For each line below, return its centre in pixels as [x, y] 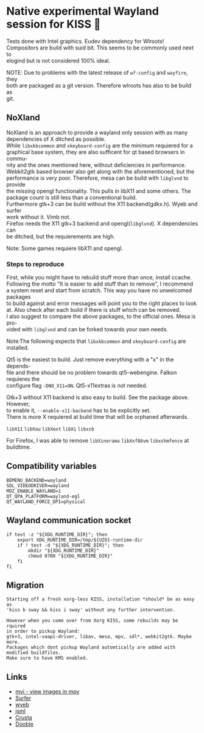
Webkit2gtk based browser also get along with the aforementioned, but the [100, 171]
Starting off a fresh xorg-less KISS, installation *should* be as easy [100, 599]
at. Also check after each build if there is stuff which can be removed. [93, 310]
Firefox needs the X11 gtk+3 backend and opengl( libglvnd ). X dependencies [102, 223]
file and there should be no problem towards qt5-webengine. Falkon [92, 373]
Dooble [24, 724]
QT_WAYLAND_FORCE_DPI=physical [46, 502]
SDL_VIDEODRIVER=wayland [38, 485]
